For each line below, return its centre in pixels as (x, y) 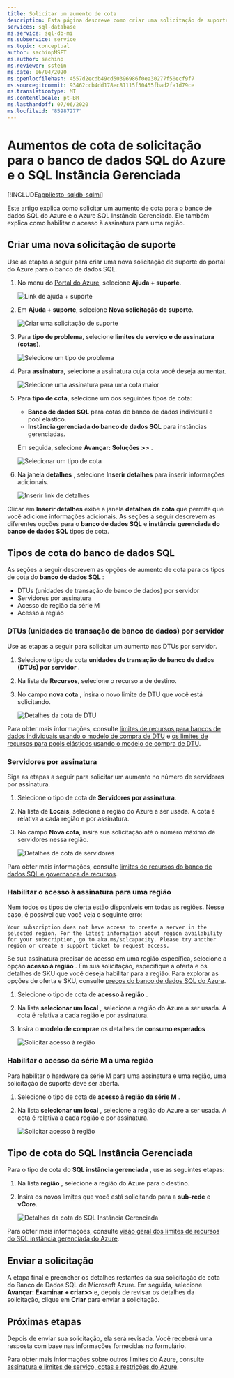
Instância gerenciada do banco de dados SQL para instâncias (117, 426)
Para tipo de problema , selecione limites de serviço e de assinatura (116, 336)
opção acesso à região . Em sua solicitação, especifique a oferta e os (107, 966)
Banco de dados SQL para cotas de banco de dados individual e (120, 412)
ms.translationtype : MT (42, 91)
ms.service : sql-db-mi (40, 33)
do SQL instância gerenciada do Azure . (63, 1238)
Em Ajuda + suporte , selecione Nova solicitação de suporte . (105, 309)
